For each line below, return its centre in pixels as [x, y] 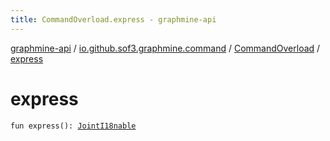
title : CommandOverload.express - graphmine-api [113, 19]
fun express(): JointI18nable [73, 126]
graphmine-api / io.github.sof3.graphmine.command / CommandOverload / [165, 48]
